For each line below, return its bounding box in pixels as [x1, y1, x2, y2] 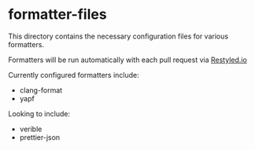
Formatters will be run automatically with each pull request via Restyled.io [8, 55, 248, 64]
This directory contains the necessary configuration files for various [8, 31, 229, 41]
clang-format [19, 85, 63, 95]
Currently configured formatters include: [8, 70, 139, 79]
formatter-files [8, 5, 108, 24]
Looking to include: [8, 108, 71, 119]
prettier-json [19, 132, 61, 142]
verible [19, 124, 42, 134]
